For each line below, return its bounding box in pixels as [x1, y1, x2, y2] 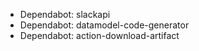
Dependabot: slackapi [19, 9, 111, 20]
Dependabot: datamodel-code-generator [19, 19, 190, 31]
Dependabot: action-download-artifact [19, 30, 180, 41]
